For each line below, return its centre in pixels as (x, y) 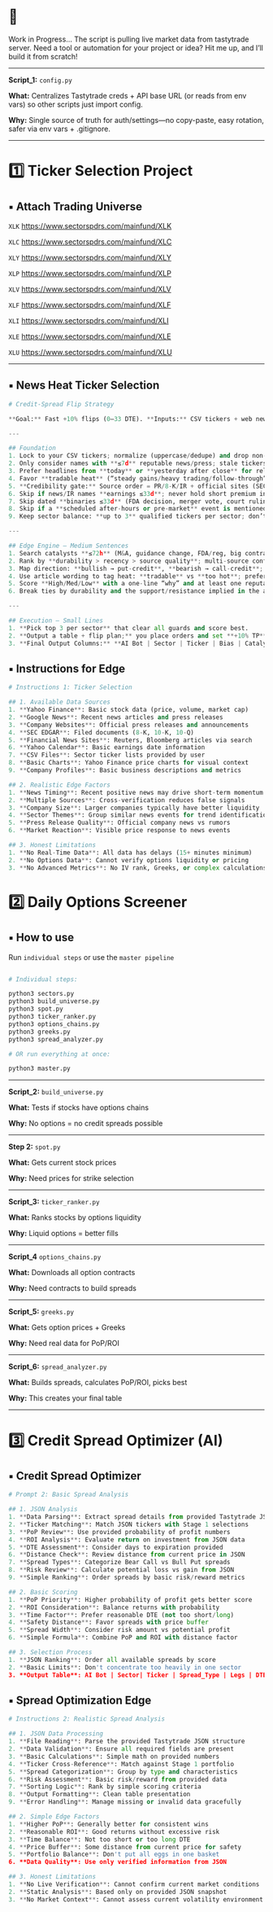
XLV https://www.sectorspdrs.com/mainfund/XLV (90, 289)
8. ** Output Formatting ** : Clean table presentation (100, 1795)
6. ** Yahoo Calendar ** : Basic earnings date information (107, 748)
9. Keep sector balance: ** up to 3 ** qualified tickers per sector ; (127, 516)
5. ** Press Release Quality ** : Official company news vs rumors (119, 823)
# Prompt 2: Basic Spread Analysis (69, 1495)
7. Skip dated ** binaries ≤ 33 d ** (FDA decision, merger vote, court (127, 501)
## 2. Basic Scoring (43, 1592)
